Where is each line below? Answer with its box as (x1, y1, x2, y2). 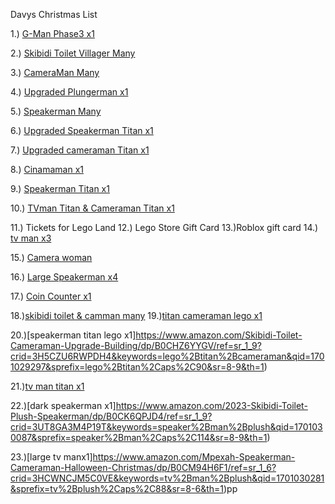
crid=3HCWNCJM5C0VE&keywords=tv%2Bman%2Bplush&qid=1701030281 (10, 472, 325, 484)
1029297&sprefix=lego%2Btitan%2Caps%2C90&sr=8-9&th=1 (10, 361, 265, 373)
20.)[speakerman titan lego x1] (10, 329, 137, 341)
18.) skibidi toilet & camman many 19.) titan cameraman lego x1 (10, 310, 263, 321)
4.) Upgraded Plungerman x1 (10, 86, 129, 98)
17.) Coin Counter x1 (10, 290, 92, 302)
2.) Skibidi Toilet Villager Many (10, 47, 136, 59)
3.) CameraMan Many (10, 67, 100, 78)
